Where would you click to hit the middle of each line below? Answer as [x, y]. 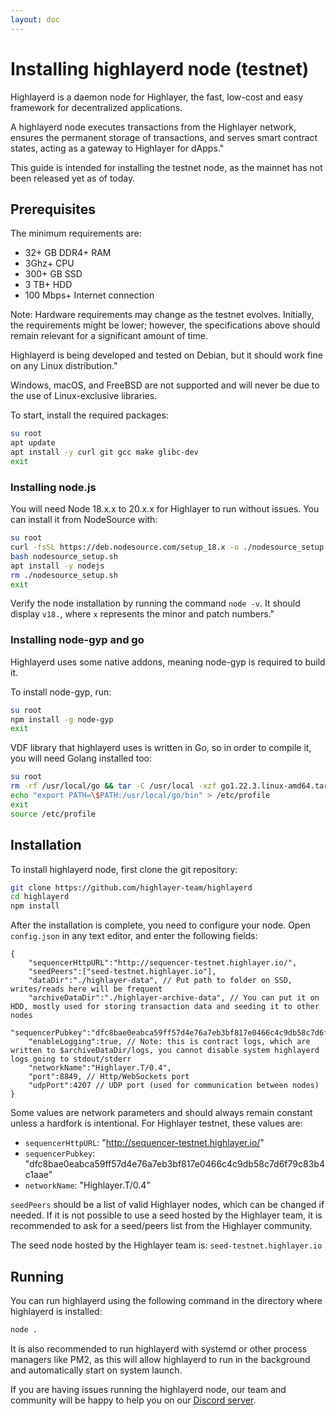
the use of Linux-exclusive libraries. [84, 396]
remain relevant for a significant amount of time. [109, 336]
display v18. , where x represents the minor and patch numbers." [142, 614]
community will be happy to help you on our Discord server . [133, 1400]
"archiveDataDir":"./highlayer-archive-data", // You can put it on [174, 998]
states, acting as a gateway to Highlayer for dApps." [117, 148]
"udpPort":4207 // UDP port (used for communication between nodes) [174, 1086]
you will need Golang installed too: [81, 758]
